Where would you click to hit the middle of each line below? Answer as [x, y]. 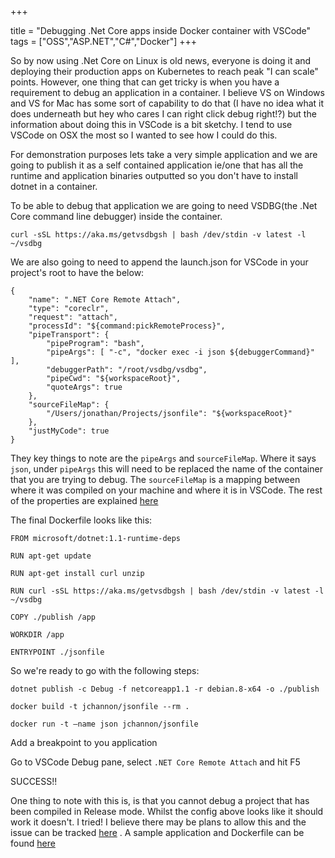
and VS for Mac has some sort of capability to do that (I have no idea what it [167, 103]
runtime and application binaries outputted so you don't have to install [154, 175]
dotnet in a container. [54, 186]
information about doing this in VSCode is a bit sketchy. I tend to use [151, 124]
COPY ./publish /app [53, 617]
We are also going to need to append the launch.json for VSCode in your [159, 262]
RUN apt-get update [51, 556]
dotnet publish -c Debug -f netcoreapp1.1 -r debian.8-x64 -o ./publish [165, 689]
